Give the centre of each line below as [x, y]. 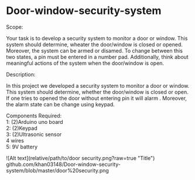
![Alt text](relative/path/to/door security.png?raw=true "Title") [81, 158]
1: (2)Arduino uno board [35, 122]
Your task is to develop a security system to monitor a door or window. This [97, 38]
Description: [21, 74]
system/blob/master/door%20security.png [58, 170]
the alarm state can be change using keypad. [61, 104]
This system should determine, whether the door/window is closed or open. [97, 92]
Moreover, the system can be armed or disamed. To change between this [95, 50]
